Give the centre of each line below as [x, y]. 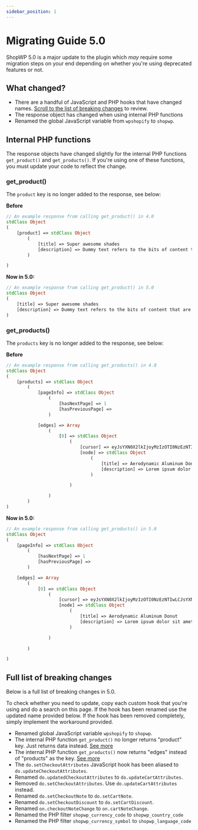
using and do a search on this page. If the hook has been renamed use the [96, 709]
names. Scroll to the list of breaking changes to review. [81, 108]
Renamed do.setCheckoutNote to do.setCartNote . [74, 796]
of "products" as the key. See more [57, 759]
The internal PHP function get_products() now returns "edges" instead [100, 752]
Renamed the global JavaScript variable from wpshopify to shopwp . [95, 121]
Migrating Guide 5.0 [56, 40]
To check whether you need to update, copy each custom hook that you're [97, 703]
